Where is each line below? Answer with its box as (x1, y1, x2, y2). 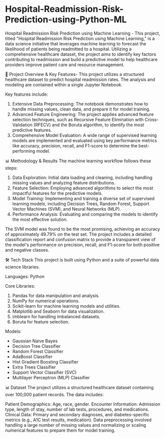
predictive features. (12, 127, 52, 133)
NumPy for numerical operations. (12, 297, 80, 304)
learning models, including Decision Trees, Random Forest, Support (12, 201, 149, 207)
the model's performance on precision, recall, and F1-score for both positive (5, 242, 160, 248)
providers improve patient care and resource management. (5, 62, 125, 68)
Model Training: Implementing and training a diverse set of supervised (12, 195, 155, 201)
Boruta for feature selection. (12, 319, 70, 325)
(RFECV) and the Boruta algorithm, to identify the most (33, 122, 144, 128)
